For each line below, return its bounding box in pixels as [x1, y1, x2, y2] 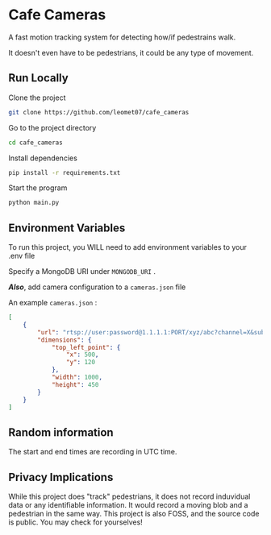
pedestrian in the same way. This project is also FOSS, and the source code [8, 509, 260, 519]
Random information [8, 425, 115, 439]
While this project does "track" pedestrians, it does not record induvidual [8, 491, 251, 501]
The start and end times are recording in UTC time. [8, 447, 177, 457]
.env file [8, 251, 35, 261]
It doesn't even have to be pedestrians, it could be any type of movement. [8, 48, 254, 57]
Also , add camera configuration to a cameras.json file [8, 282, 186, 292]
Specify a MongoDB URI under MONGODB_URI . [8, 267, 156, 276]
